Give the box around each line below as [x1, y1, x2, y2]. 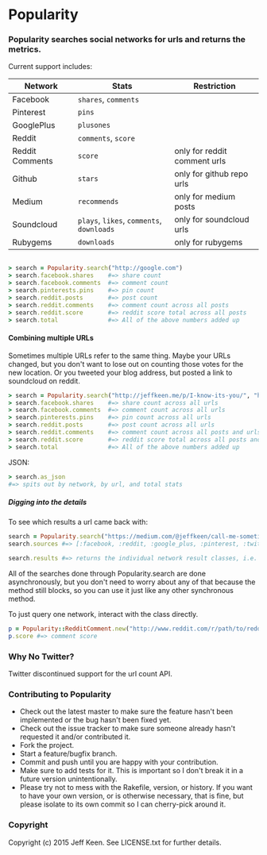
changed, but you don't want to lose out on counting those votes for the [8, 359, 244, 368]
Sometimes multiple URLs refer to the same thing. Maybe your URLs [8, 351, 231, 360]
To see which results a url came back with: [8, 518, 149, 527]
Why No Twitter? [8, 651, 75, 662]
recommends [77, 197, 119, 206]
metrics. [8, 44, 42, 55]
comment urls [174, 156, 226, 167]
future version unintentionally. [19, 774, 118, 784]
